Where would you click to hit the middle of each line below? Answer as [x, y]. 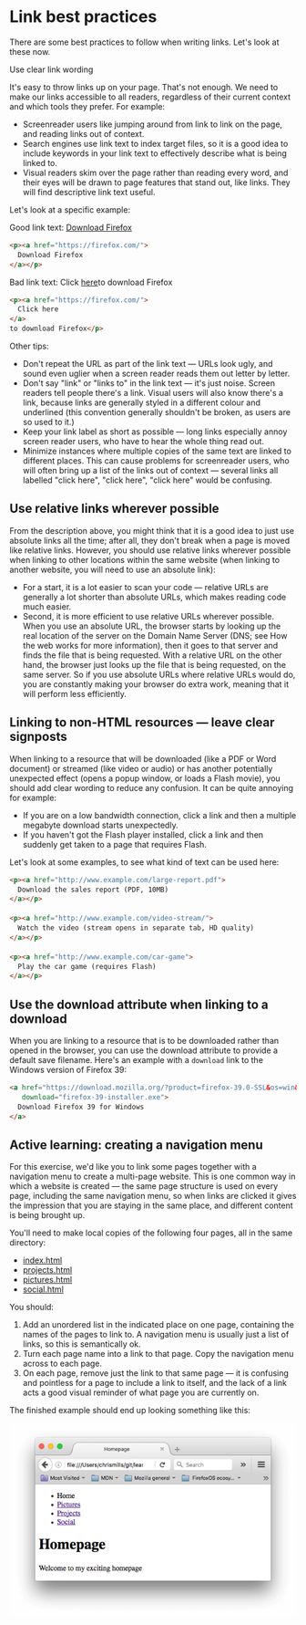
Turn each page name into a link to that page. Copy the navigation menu [158, 1354]
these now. [30, 51]
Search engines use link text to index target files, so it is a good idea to [155, 143]
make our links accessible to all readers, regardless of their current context [150, 97]
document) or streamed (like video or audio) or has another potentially [141, 768]
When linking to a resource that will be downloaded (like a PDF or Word [143, 758]
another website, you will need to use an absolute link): [112, 569]
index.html [42, 1260]
